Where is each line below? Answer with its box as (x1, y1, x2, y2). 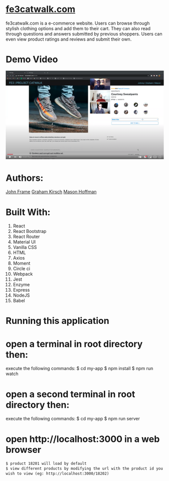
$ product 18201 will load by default (6, 461, 87, 466)
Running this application (6, 315, 109, 327)
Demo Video (6, 54, 58, 65)
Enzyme (13, 282, 30, 288)
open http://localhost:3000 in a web (6, 433, 160, 445)
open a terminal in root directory (6, 338, 143, 349)
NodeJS (13, 292, 30, 298)
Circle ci (13, 266, 31, 272)
